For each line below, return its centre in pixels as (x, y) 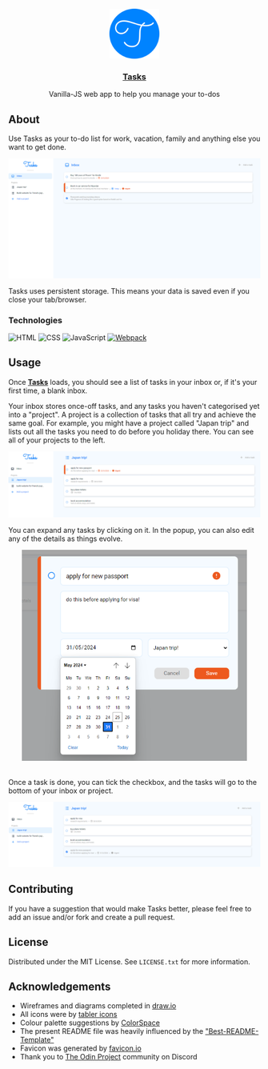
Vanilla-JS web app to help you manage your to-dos (134, 94)
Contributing (41, 889)
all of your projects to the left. (57, 440)
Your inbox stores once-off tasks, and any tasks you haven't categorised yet (134, 406)
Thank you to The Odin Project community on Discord (108, 1057)
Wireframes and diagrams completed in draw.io (98, 1006)
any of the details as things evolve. (66, 539)
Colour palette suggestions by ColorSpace (90, 1023)
